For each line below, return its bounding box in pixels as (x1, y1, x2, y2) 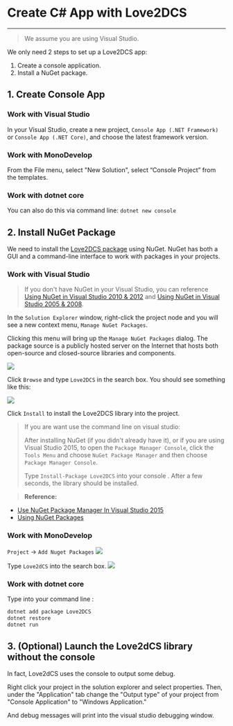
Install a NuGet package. (17, 68, 88, 77)
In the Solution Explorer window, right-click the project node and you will (7, 314, 218, 322)
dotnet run (7, 621, 39, 628)
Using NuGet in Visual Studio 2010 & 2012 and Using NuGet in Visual (24, 293, 220, 301)
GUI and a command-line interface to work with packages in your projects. (7, 252, 221, 261)
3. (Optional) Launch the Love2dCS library (7, 640, 193, 652)
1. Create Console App (7, 89, 105, 101)
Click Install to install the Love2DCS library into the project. (7, 410, 180, 418)
